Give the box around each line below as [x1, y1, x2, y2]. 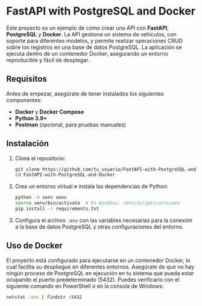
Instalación [6, 138, 49, 149]
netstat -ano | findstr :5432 [6, 294, 83, 300]
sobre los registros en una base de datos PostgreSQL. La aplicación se [6, 44, 182, 51]
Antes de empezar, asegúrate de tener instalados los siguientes [6, 90, 165, 97]
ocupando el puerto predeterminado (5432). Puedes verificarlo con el [6, 276, 180, 283]
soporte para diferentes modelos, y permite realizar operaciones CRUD [6, 37, 183, 44]
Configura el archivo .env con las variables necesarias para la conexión [14, 216, 193, 224]
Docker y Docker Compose [14, 108, 84, 116]
